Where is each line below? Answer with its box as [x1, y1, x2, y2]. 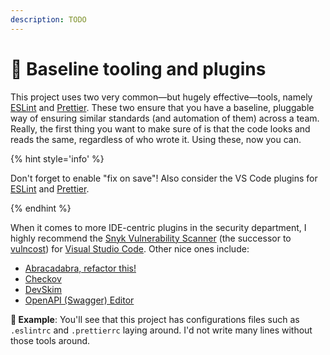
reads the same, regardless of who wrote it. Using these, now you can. [10, 133, 302, 145]
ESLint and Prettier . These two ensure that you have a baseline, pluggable [10, 101, 315, 113]
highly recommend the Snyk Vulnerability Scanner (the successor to [10, 232, 292, 244]
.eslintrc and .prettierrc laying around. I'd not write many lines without [10, 324, 313, 336]
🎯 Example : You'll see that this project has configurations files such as [10, 313, 300, 325]
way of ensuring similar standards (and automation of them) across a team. [10, 112, 320, 124]
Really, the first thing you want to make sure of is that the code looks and [10, 122, 311, 135]
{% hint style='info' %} [10, 152, 105, 165]
